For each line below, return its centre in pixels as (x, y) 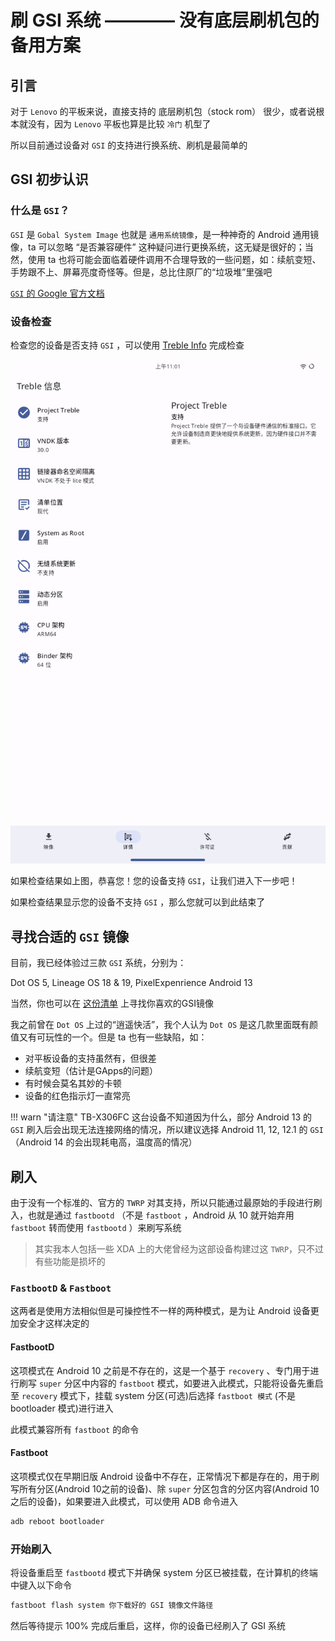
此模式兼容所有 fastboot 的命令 (75, 1429)
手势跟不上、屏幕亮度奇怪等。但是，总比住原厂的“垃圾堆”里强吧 (141, 272)
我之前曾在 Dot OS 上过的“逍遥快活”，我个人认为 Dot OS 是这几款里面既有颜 (164, 1025)
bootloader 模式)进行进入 (62, 1408)
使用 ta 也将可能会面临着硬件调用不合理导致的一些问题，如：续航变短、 (174, 259)
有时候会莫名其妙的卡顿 (73, 1083)
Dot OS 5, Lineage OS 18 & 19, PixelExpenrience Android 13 (131, 983)
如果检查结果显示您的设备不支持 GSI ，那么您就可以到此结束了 (138, 902)
